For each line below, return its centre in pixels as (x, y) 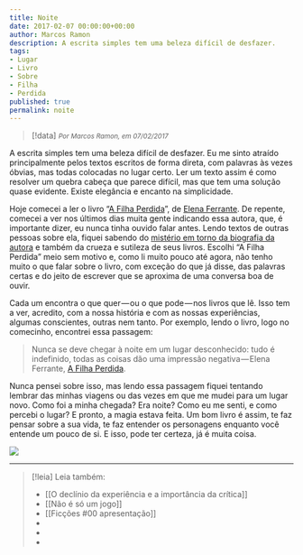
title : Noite (34, 18)
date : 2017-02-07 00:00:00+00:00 (72, 26)
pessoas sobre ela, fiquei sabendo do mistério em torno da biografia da (142, 238)
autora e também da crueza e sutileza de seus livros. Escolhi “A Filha (137, 247)
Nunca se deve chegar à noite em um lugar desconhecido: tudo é (153, 349)
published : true (40, 102)
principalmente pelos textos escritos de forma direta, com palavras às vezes (151, 162)
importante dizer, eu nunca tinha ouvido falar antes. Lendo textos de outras (149, 228)
